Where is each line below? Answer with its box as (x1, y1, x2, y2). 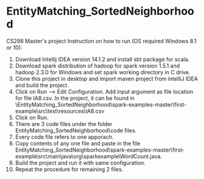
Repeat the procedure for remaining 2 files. (15, 166, 124, 173)
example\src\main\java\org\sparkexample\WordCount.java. (15, 152, 163, 160)
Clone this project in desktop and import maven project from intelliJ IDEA (15, 75, 198, 82)
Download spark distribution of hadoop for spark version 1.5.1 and (15, 62, 180, 69)
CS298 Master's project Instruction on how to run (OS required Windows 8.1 (6, 37, 197, 44)
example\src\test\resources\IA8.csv (15, 107, 105, 114)
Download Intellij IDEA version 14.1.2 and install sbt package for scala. (15, 55, 190, 63)
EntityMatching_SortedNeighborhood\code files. (15, 127, 137, 134)
